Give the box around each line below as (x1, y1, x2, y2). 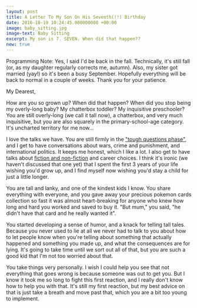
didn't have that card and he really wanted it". (6, 210, 116, 217)
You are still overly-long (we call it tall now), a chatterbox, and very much (6, 111, 183, 118)
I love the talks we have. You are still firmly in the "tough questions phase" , (6, 135, 187, 143)
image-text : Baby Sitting (6, 31, 69, 37)
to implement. (6, 295, 39, 302)
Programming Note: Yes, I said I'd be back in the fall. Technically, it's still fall (6, 57, 190, 65)
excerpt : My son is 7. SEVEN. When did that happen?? (6, 36, 141, 42)
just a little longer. (6, 173, 49, 180)
